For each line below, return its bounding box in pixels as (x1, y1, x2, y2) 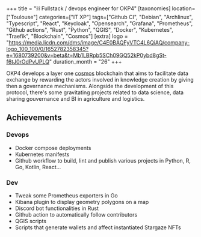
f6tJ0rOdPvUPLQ (6, 58, 50, 65)
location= (172, 5, 196, 12)
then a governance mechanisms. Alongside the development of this (6, 83, 174, 89)
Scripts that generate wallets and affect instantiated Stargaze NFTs (14, 224, 182, 231)
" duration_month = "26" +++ (49, 58, 122, 65)
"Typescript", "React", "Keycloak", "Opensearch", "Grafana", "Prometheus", (6, 20, 193, 27)
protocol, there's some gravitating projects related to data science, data (6, 89, 184, 96)
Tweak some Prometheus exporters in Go (14, 191, 119, 199)
